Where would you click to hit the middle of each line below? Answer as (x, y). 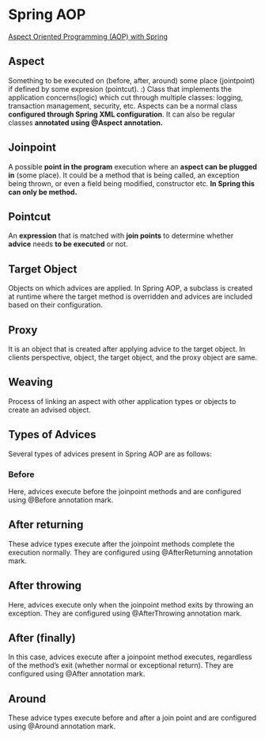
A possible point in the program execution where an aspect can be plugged (132, 166)
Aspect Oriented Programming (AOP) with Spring (88, 36)
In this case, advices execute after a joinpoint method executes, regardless (130, 657)
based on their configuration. (55, 305)
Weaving (30, 382)
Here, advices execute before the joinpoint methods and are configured (125, 491)
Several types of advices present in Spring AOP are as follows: (110, 454)
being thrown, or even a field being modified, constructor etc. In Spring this (132, 183)
